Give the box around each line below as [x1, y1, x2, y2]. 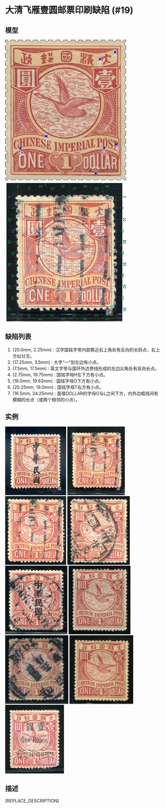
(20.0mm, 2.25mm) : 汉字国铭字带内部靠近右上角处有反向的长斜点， [12, 346, 152, 352]
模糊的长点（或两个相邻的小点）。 [12, 396, 81, 402]
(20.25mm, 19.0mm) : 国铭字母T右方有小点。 [12, 384, 104, 390]
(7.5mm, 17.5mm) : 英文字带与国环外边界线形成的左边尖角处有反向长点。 [12, 365, 160, 371]
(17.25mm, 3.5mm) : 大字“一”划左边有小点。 [12, 359, 101, 365]
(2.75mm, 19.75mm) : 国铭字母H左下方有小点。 [12, 371, 108, 377]
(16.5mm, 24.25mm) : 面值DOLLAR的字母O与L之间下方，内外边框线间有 [12, 390, 159, 396]
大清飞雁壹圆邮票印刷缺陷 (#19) [5, 4, 134, 16]
